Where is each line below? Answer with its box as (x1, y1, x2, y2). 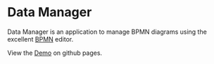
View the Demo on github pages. (7, 49, 103, 57)
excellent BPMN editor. (7, 34, 74, 43)
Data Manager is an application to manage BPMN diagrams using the (7, 27, 208, 36)
